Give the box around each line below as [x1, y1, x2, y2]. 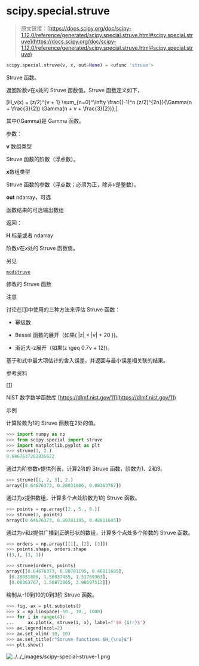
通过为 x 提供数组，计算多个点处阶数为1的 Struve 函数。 [6, 494, 140, 501]
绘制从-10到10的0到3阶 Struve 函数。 [6, 591, 97, 598]
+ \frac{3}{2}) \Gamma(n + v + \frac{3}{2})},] [6, 105, 118, 112]
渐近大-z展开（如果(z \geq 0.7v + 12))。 [14, 344, 113, 351]
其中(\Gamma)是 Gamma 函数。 [6, 117, 85, 124]
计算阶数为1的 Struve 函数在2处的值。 [6, 419, 99, 426]
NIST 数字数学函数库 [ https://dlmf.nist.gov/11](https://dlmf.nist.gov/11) [6, 393, 176, 401]
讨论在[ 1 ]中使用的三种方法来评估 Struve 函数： [6, 305, 121, 313]
